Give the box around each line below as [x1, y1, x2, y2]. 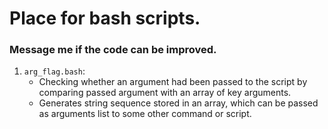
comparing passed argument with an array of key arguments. [38, 87, 292, 99]
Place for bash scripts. [9, 7, 201, 30]
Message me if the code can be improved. [9, 43, 217, 57]
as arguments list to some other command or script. [38, 108, 252, 120]
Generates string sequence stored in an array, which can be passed [38, 97, 319, 109]
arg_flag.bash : [23, 65, 86, 77]
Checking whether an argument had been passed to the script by [38, 76, 308, 88]
